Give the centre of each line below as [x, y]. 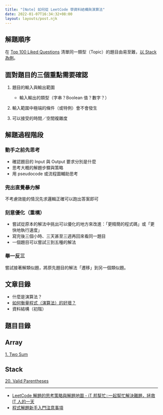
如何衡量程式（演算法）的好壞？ [44, 303]
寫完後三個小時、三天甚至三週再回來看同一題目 [59, 236]
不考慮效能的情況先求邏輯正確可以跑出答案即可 [52, 199]
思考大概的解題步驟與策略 [38, 167]
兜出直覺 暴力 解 [23, 187]
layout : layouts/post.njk [31, 18]
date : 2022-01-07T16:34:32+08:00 [39, 14]
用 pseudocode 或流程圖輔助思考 [45, 174]
